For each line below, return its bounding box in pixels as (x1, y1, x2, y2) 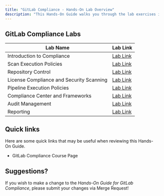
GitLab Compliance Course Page (12, 153, 78, 159)
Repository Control (7, 69, 51, 75)
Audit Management (7, 100, 51, 107)
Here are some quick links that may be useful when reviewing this (5, 138, 138, 144)
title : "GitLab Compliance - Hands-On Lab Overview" (5, 7, 115, 12)
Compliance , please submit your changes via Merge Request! (5, 185, 129, 191)
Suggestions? (5, 167, 48, 175)
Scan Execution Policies (7, 61, 62, 68)
